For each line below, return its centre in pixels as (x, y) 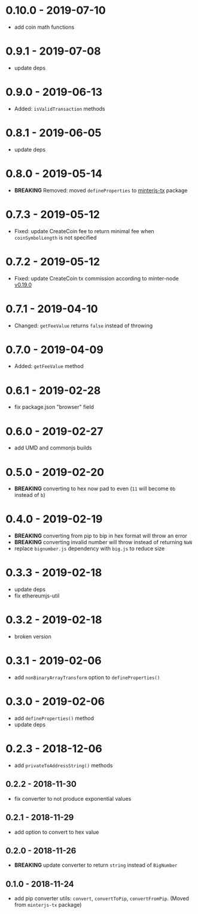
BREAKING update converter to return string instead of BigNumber (96, 865)
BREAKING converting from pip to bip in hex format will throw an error (101, 536)
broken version (33, 637)
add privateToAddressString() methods (63, 765)
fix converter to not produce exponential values (73, 798)
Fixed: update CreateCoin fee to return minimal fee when (84, 231)
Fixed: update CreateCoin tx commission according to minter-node (96, 278)
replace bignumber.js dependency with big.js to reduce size (89, 548)
